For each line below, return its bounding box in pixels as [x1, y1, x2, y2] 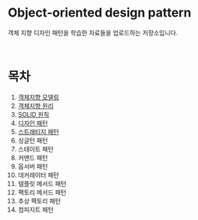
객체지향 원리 [17, 102, 54, 110]
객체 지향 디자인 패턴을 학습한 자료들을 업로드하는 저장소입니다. [8, 28, 179, 37]
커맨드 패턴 [17, 154, 48, 162]
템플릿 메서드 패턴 [17, 179, 66, 187]
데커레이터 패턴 [17, 171, 60, 179]
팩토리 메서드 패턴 [17, 188, 66, 196]
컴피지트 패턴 [17, 205, 54, 214]
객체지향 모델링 [17, 93, 60, 101]
